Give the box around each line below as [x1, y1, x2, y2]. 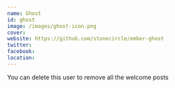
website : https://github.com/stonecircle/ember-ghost [7, 35, 165, 42]
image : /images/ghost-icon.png [7, 23, 97, 29]
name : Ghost [7, 10, 41, 17]
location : [7, 55, 36, 61]
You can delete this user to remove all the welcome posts [7, 73, 169, 81]
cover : [7, 29, 26, 36]
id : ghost [7, 16, 36, 23]
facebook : [7, 48, 36, 55]
